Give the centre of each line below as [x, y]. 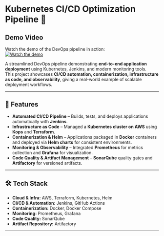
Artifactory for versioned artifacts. [47, 163]
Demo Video [24, 37]
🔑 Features [22, 104]
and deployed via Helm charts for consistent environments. [72, 142]
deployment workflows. [29, 85]
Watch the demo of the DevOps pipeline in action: [55, 49]
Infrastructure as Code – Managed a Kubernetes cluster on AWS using [84, 127]
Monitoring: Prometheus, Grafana [46, 213]
